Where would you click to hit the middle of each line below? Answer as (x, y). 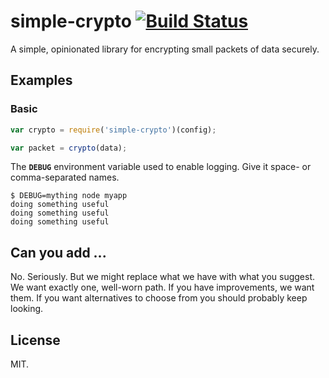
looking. (27, 309)
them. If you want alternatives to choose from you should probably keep (159, 298)
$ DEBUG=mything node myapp (69, 196)
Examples (41, 80)
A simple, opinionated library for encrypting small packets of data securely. (165, 49)
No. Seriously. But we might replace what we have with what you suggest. (163, 277)
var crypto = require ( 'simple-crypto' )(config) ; (113, 130)
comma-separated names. (65, 177)
